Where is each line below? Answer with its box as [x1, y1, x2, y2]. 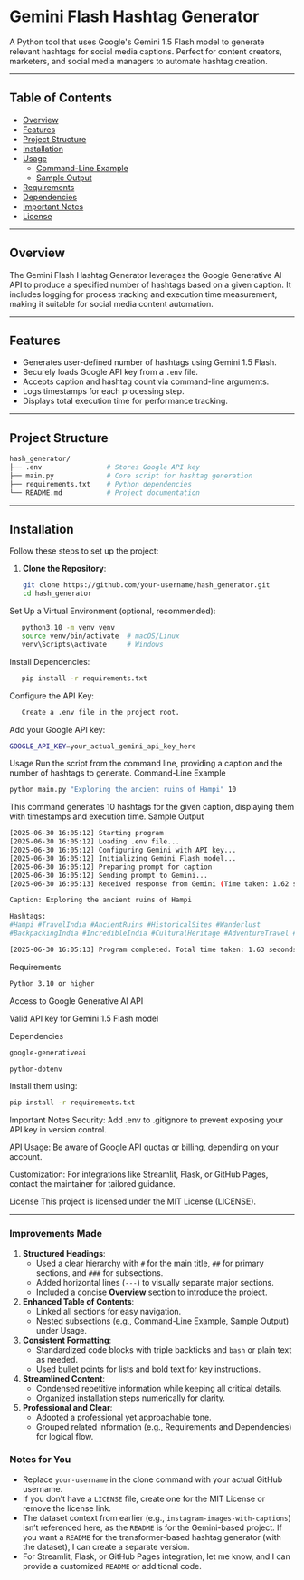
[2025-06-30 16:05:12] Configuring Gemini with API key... [9, 845, 237, 854]
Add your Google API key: [9, 724, 106, 735]
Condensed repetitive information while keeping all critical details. [35, 1382, 282, 1393]
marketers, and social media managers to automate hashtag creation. [9, 55, 269, 66]
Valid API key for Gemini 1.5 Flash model [9, 1013, 159, 1024]
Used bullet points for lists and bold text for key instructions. [35, 1363, 261, 1374]
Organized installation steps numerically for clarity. [35, 1392, 226, 1403]
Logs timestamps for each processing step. [22, 386, 185, 397]
